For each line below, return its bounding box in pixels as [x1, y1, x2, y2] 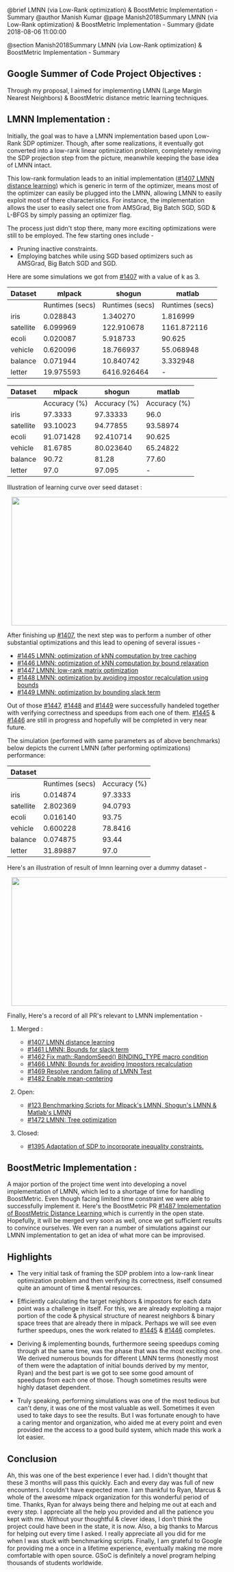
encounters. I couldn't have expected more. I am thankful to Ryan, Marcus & [7, 1486, 221, 1494]
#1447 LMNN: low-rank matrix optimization [16, 666, 139, 674]
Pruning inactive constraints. [16, 244, 98, 253]
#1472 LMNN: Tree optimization [27, 1115, 117, 1124]
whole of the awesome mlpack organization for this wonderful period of [7, 1493, 209, 1501]
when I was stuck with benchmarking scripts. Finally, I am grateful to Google [7, 1537, 222, 1545]
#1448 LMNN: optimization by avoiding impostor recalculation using [16, 673, 209, 681]
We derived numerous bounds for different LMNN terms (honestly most [16, 1354, 219, 1363]
